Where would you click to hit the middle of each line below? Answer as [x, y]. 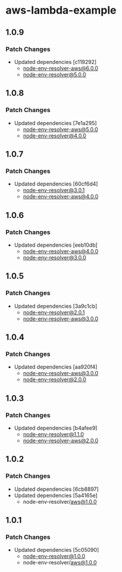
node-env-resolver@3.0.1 [54, 190]
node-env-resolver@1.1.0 [53, 434]
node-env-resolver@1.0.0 [54, 556]
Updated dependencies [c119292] [55, 62]
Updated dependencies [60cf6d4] [56, 184]
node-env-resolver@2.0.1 [54, 312]
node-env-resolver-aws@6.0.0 [60, 68]
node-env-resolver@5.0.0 [54, 74]
